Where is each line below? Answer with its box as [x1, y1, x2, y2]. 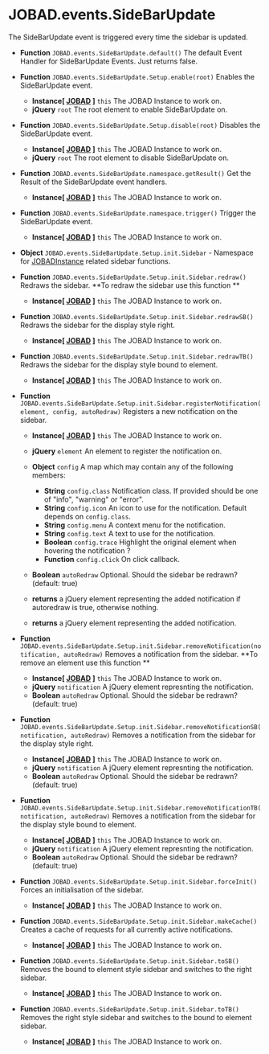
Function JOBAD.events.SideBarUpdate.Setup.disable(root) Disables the [19, 120, 261, 129]
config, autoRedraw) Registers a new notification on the [52, 406, 238, 416]
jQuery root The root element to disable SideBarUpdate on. [31, 153, 229, 162]
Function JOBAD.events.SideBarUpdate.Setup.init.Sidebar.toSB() [19, 955, 239, 966]
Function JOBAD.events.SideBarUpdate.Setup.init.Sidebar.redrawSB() [19, 311, 255, 321]
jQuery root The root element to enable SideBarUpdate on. [31, 105, 228, 114]
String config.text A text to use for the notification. [43, 528, 215, 538]
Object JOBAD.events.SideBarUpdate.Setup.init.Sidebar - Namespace [19, 248, 255, 257]
